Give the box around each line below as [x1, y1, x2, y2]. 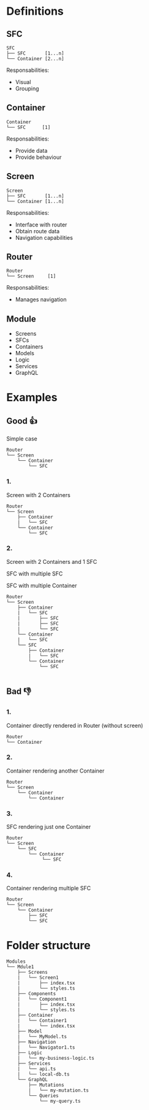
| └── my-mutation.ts [28, 1087, 89, 1093]
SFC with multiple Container [6, 582, 77, 589]
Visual [15, 79, 31, 85]
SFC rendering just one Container [6, 823, 91, 831]
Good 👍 [6, 415, 38, 426]
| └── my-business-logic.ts [17, 1055, 95, 1062]
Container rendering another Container [6, 767, 105, 774]
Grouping [15, 85, 39, 92]
